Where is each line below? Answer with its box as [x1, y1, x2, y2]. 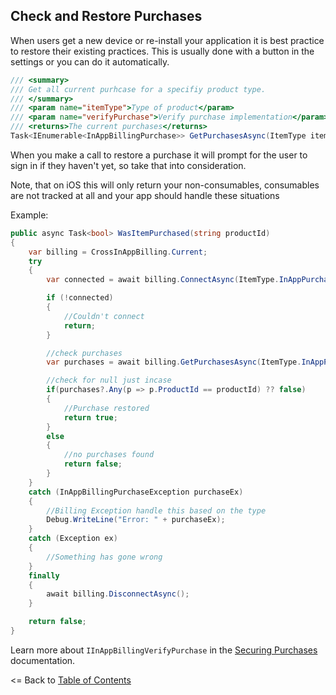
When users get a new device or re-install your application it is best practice [10, 34, 325, 46]
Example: [10, 209, 49, 221]
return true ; [63, 412, 118, 423]
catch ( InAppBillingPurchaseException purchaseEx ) [28, 487, 244, 497]
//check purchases [46, 348, 123, 358]
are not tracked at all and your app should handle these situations [10, 189, 280, 201]
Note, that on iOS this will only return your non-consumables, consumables [10, 179, 320, 191]
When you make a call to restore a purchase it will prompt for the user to [10, 149, 308, 161]
